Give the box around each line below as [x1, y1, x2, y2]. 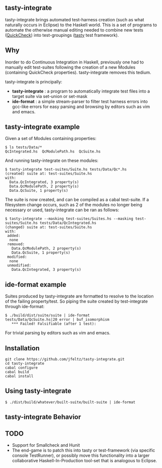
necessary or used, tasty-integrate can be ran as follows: [5, 207, 119, 213]
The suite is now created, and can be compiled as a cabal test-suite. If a [5, 197, 149, 203]
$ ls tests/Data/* [5, 145, 42, 150]
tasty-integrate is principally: [5, 78, 63, 84]
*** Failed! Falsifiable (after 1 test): [11, 322, 97, 327]
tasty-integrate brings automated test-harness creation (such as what [5, 16, 145, 22]
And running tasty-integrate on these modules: [5, 157, 98, 164]
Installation [5, 344, 40, 352]
